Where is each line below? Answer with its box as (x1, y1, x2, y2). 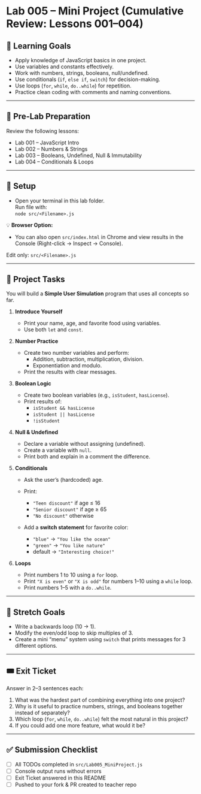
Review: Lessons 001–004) (6, 17, 144, 31)
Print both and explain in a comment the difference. (23, 453, 151, 460)
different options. (14, 642, 58, 650)
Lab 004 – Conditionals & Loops (14, 158, 94, 165)
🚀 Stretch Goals (6, 607, 66, 617)
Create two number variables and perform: (23, 349, 130, 357)
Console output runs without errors (14, 767, 102, 774)
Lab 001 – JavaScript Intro (14, 139, 80, 146)
